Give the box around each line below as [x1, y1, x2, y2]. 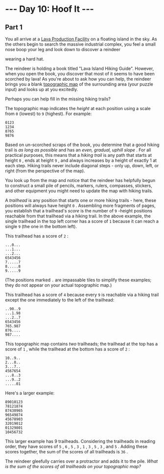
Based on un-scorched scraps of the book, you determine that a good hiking [5, 142, 160, 148]
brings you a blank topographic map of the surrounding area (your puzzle [5, 81, 153, 87]
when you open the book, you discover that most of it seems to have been [5, 71, 155, 77]
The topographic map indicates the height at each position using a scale [5, 106, 151, 111]
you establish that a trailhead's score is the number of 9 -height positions [5, 208, 153, 213]
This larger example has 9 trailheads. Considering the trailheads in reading [5, 439, 156, 444]
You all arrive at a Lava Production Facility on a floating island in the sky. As [5, 36, 158, 42]
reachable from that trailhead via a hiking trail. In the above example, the [5, 213, 151, 219]
